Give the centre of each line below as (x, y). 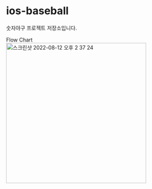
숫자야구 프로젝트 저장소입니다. (42, 28)
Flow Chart (19, 40)
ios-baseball (37, 11)
